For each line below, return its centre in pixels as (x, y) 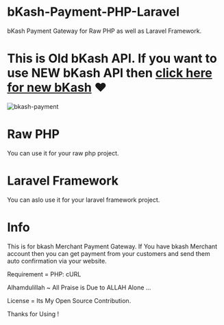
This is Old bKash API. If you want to (112, 58)
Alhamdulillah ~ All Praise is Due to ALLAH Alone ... (79, 287)
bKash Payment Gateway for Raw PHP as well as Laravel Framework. (104, 31)
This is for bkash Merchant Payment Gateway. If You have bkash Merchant (112, 246)
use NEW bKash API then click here (110, 73)
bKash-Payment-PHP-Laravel (94, 12)
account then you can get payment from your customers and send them (109, 253)
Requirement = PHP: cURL (44, 274)
